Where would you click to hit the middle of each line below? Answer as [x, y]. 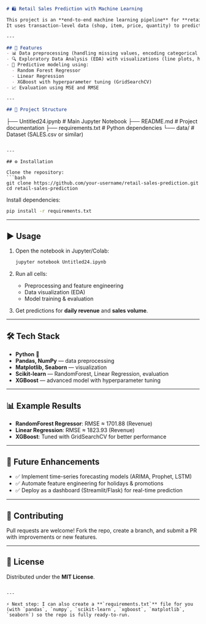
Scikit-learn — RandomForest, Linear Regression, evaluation [92, 373]
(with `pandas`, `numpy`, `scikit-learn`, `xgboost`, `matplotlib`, [96, 609]
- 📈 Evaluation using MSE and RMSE [53, 88]
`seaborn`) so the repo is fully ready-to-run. [68, 615]
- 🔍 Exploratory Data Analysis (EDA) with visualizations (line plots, [101, 59]
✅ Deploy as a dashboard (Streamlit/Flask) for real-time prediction [99, 490]
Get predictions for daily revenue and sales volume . [82, 310]
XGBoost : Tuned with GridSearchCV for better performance [91, 437]
